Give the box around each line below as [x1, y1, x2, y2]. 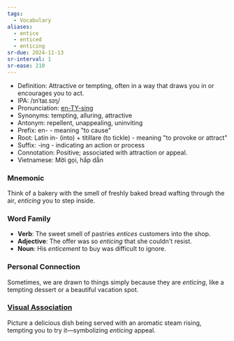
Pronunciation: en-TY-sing [17, 103, 94, 112]
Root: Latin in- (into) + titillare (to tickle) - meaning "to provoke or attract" [17, 133, 228, 142]
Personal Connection [7, 262, 80, 272]
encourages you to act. [17, 89, 85, 97]
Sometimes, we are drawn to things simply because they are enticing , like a [7, 277, 225, 286]
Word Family [7, 214, 51, 224]
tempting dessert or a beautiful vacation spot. [7, 285, 139, 293]
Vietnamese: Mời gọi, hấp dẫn [17, 155, 103, 164]
